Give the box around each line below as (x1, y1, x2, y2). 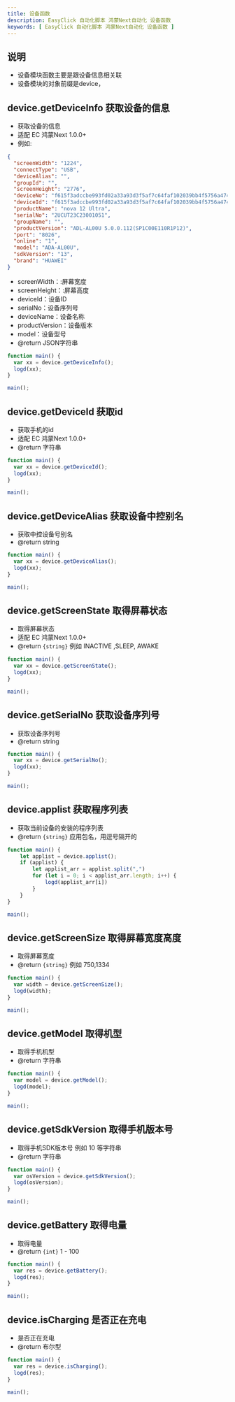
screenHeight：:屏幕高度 (17, 286, 90, 294)
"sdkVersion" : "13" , (13, 251, 73, 258)
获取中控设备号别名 (17, 530, 73, 538)
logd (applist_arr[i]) (44, 879, 108, 886)
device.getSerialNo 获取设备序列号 (7, 709, 160, 721)
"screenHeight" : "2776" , (13, 186, 86, 193)
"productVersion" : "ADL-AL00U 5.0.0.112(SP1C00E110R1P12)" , (13, 224, 192, 231)
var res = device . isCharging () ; (13, 1363, 108, 1370)
